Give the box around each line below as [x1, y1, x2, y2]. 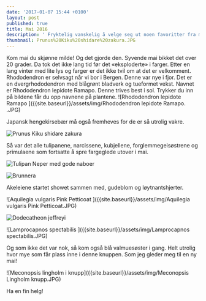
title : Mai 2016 [6, 26, 48, 32]
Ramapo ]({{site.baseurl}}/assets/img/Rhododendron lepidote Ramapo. [6, 100, 186, 107]
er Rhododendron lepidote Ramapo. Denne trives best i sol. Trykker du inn [6, 87, 194, 94]
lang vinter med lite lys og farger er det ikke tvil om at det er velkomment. [6, 67, 191, 74]
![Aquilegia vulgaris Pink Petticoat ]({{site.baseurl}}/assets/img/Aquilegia [6, 196, 190, 203]
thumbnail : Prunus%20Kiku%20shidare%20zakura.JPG [6, 37, 136, 43]
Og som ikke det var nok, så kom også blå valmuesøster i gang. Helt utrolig [6, 244, 196, 251]
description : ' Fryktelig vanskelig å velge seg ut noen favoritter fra [6, 32, 196, 38]
